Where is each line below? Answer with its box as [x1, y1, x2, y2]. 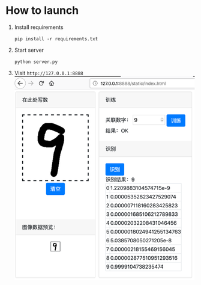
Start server [14, 46, 44, 54]
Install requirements [14, 23, 64, 31]
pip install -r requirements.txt [14, 35, 98, 42]
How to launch [5, 4, 79, 17]
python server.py [14, 58, 58, 65]
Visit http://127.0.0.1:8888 [14, 69, 83, 76]
